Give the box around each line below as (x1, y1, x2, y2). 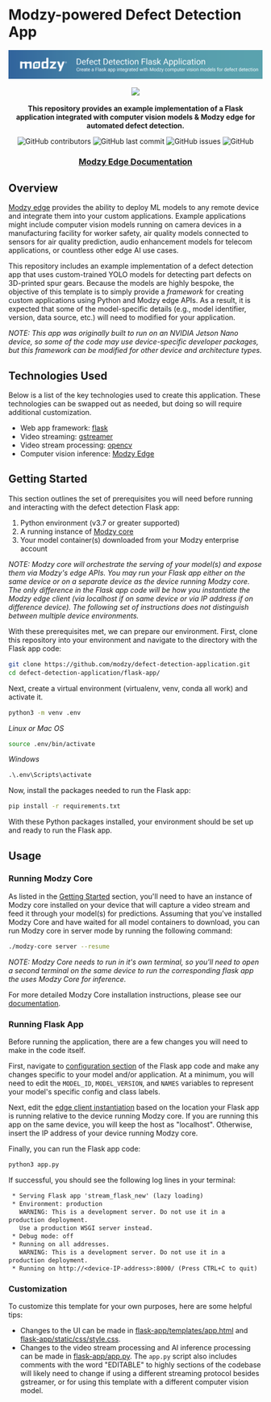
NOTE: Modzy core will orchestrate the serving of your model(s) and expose (8, 559, 262, 569)
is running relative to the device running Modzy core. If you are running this (8, 1111, 259, 1120)
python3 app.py (8, 1161, 60, 1169)
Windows (8, 754, 40, 764)
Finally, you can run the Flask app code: (8, 1144, 141, 1153)
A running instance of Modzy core (19, 527, 134, 536)
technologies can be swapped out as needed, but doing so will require (8, 399, 242, 409)
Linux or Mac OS (8, 723, 65, 732)
